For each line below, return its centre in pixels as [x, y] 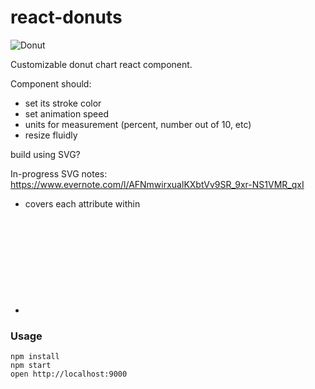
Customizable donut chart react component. [101, 64]
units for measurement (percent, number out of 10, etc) [138, 124]
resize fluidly [51, 135]
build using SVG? [45, 154]
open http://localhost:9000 [69, 374]
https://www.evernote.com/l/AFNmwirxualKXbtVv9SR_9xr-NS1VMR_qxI [157, 184]
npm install [35, 357]
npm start [31, 366]
